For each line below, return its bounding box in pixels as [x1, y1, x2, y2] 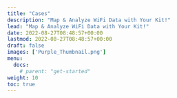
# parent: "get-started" [19, 68, 91, 75]
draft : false [7, 42, 45, 49]
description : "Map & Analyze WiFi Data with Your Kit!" [7, 17, 171, 23]
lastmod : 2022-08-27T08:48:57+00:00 [7, 36, 112, 43]
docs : [13, 61, 30, 68]
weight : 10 [7, 74, 39, 81]
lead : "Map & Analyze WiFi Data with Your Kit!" [7, 23, 149, 30]
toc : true [7, 81, 36, 88]
